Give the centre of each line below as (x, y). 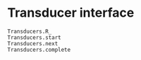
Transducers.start (34, 37)
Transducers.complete (39, 50)
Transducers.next (33, 43)
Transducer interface (71, 13)
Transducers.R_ (30, 31)
